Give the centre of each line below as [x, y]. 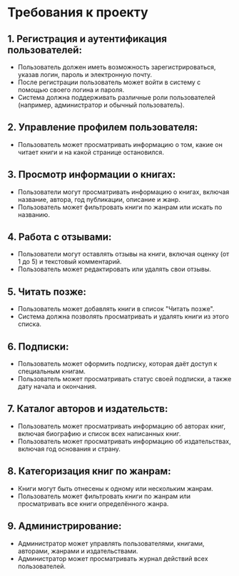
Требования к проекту [78, 12]
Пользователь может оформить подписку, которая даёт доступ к [117, 364]
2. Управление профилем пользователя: [103, 127]
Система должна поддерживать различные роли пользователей [116, 97]
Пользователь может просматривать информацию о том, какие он [120, 144]
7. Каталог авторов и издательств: [88, 409]
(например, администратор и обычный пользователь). [101, 105]
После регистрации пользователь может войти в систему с [109, 82]
